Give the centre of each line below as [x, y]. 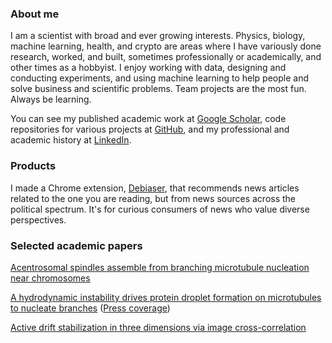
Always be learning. [51, 99]
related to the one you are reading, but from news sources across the [153, 198]
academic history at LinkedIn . [71, 140]
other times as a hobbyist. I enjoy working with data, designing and [148, 68]
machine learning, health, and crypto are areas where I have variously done [166, 46]
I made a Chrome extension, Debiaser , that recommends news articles [155, 188]
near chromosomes [50, 278]
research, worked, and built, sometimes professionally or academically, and [166, 57]
